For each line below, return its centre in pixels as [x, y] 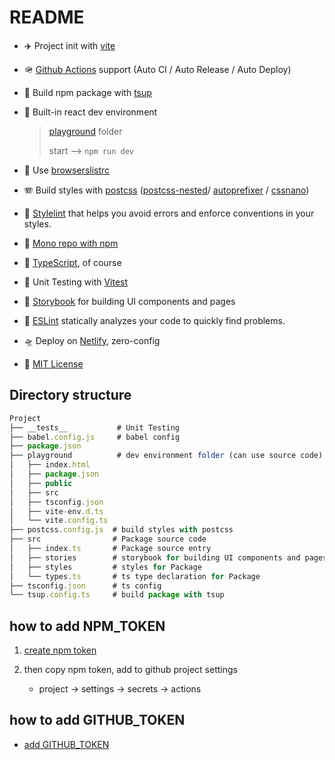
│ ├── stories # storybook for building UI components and [155, 557]
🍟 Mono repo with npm [71, 243]
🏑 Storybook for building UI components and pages [129, 301]
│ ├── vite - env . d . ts [56, 511]
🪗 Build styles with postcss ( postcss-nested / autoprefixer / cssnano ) [166, 190]
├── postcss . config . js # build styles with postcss [121, 530]
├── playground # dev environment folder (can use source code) [166, 456]
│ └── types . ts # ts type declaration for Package [135, 576]
